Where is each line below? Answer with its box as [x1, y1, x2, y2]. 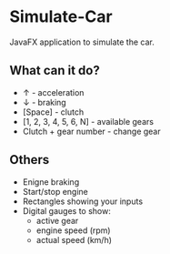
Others [9, 152, 50, 168]
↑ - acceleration [22, 86, 85, 97]
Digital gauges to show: [22, 205, 111, 216]
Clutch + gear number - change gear [22, 126, 161, 137]
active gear [35, 215, 79, 226]
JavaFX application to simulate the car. [9, 36, 155, 47]
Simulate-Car [9, 6, 113, 27]
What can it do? [9, 63, 100, 78]
